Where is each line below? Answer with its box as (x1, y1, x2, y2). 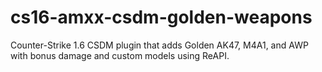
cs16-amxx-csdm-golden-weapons (10, 6, 313, 29)
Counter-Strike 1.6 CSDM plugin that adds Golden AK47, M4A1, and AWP (10, 39, 309, 51)
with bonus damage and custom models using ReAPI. (10, 49, 230, 61)
